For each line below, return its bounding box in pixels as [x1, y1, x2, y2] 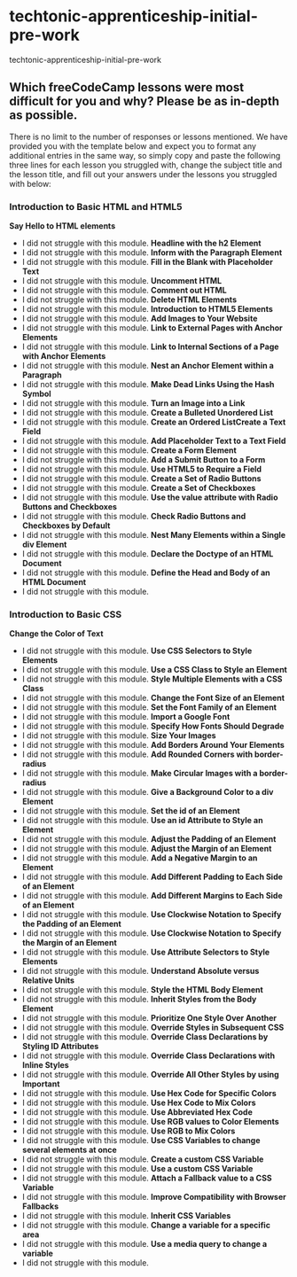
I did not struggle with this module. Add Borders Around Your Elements [21, 740, 285, 751]
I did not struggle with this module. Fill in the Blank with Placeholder [21, 257, 273, 268]
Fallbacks [21, 1201, 59, 1211]
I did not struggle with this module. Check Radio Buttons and [21, 511, 246, 522]
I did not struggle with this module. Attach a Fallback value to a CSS [21, 1172, 272, 1184]
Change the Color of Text [9, 628, 104, 639]
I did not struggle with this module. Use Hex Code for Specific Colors [21, 1088, 277, 1099]
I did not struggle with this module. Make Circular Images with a [21, 768, 258, 779]
